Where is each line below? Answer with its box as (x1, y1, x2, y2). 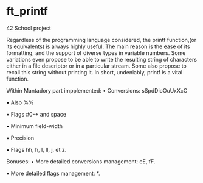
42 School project (6, 24, 52, 32)
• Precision (6, 134, 35, 142)
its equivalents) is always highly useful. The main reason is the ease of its (6, 43, 190, 50)
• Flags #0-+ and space (6, 110, 67, 118)
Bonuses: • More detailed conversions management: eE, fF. (6, 157, 156, 165)
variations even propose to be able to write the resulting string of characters (6, 56, 198, 63)
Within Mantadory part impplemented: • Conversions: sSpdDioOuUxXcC (6, 87, 188, 94)
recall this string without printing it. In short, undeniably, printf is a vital (6, 68, 183, 76)
